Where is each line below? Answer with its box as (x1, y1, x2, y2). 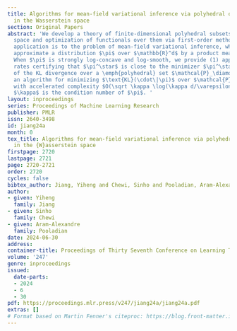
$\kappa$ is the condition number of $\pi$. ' (13, 89, 153, 96)
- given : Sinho (7, 208, 52, 215)
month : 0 (7, 129, 33, 136)
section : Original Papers (7, 23, 83, 30)
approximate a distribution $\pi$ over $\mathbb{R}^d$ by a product (13, 50, 219, 57)
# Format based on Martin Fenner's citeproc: (7, 313, 143, 320)
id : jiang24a (7, 122, 46, 129)
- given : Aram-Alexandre (7, 221, 80, 228)
